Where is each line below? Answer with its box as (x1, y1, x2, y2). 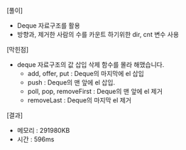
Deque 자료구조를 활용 (16, 21, 81, 30)
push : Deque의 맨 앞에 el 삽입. (27, 78, 115, 87)
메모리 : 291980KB (16, 127, 70, 134)
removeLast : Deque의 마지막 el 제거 (27, 96, 132, 105)
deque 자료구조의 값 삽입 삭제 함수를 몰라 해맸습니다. (16, 60, 165, 69)
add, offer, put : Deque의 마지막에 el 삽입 (27, 70, 145, 77)
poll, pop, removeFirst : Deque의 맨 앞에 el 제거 (27, 87, 163, 95)
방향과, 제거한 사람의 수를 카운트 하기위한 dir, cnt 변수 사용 (16, 31, 179, 38)
